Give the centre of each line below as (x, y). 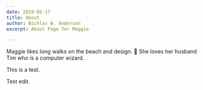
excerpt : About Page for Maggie (48, 29)
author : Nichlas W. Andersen (44, 23)
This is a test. (23, 70)
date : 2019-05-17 (29, 12)
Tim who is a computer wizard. (45, 58)
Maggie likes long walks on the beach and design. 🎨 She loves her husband (102, 52)
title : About (23, 18)
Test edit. (18, 81)
